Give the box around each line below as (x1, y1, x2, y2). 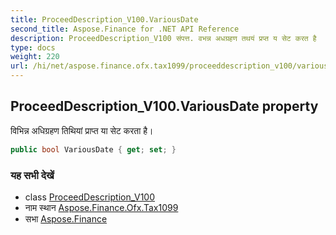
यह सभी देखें (10, 168, 55, 182)
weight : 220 (10, 52, 60, 62)
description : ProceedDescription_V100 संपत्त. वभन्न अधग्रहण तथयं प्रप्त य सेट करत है (10, 33, 317, 43)
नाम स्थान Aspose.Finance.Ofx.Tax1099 (24, 201, 179, 213)
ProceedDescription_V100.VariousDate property (10, 98, 319, 115)
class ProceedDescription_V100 (24, 191, 155, 203)
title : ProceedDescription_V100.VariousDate (10, 14, 199, 25)
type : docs (10, 42, 56, 53)
